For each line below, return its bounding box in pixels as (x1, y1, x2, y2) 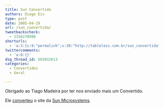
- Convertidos (9, 66, 38, 71)
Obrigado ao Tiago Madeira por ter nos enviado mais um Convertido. (5, 88, 143, 94)
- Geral (9, 71, 25, 75)
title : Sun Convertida (5, 7, 51, 12)
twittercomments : (5, 48, 41, 53)
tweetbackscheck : (5, 30, 41, 35)
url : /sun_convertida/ (5, 25, 51, 30)
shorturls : (5, 39, 27, 44)
